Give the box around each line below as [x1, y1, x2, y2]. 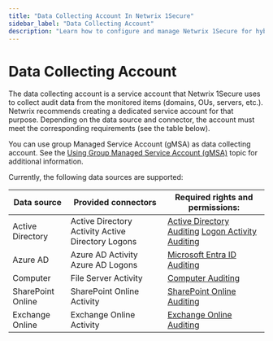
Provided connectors [73, 197, 157, 208]
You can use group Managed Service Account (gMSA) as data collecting [8, 139, 251, 149]
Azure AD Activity [70, 249, 138, 260]
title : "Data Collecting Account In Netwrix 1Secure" [8, 11, 195, 20]
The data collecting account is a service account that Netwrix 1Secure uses [8, 89, 261, 98]
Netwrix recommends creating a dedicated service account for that [8, 107, 234, 116]
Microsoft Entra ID [167, 249, 237, 260]
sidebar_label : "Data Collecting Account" [8, 20, 154, 28]
